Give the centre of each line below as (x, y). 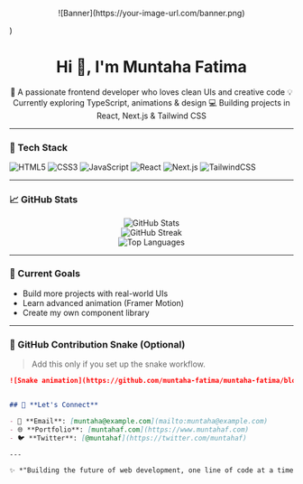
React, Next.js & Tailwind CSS (151, 116)
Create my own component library (86, 312)
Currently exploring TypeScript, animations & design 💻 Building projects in (151, 102)
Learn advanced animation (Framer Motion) (103, 302)
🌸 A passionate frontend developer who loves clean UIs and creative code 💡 (151, 92)
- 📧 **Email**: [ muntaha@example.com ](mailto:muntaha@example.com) (139, 421)
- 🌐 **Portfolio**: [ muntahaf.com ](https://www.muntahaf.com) (129, 429)
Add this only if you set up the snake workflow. (118, 364)
